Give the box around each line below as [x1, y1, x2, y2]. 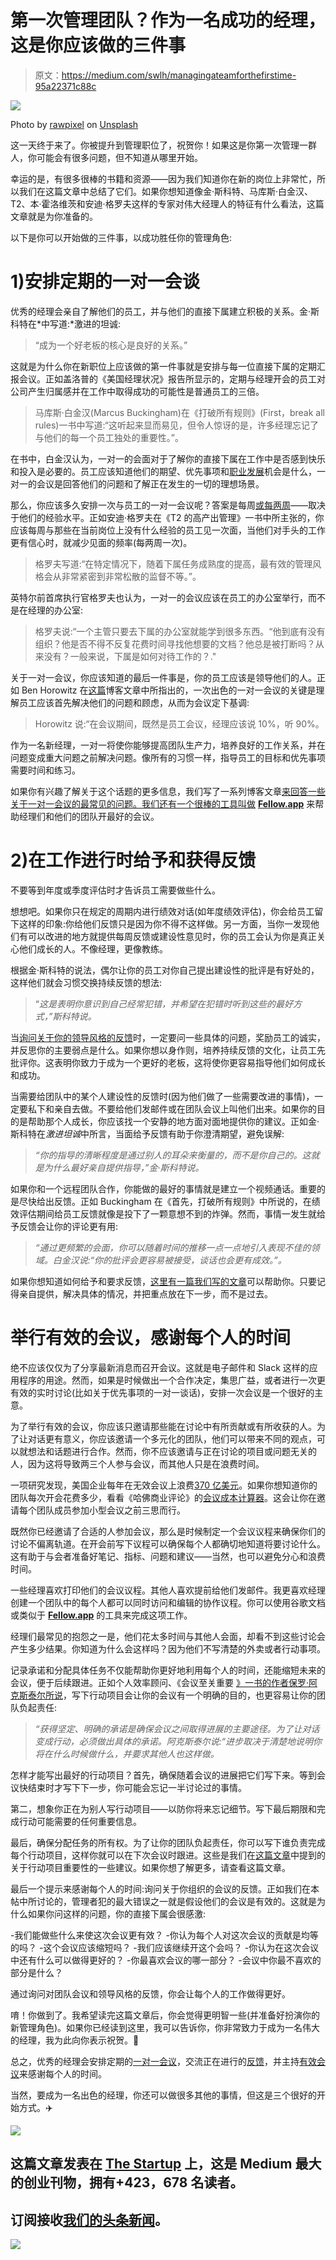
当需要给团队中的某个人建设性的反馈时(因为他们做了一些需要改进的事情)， [10, 1090, 315, 1102]
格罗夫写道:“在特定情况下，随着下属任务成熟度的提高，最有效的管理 [34, 557, 313, 570]
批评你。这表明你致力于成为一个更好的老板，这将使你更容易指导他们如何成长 [10, 1056, 326, 1068]
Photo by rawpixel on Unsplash [10, 118, 139, 130]
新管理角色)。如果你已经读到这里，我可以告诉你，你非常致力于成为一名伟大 [10, 2021, 321, 2033]
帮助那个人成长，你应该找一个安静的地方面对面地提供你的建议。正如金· [27, 1115, 320, 1127]
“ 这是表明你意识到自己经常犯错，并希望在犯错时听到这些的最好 [34, 997, 293, 1010]
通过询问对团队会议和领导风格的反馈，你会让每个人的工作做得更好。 [10, 1987, 291, 2000]
